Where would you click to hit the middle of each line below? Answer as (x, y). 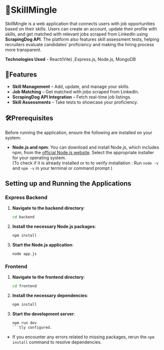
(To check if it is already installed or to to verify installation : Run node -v (85, 163)
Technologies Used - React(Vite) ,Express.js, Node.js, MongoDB (70, 59)
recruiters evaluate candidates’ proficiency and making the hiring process (80, 44)
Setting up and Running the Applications (68, 183)
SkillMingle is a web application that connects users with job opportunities (80, 24)
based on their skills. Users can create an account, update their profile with (81, 28)
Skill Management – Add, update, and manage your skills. (71, 86)
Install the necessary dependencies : (50, 296)
